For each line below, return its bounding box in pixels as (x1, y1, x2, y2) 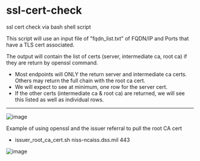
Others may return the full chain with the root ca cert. (14, 77, 146, 84)
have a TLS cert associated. (6, 41, 74, 48)
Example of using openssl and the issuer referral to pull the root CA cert (6, 125, 183, 132)
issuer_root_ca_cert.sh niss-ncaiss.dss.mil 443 (14, 136, 130, 143)
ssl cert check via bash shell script (6, 23, 91, 30)
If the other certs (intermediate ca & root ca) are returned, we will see (14, 89, 185, 97)
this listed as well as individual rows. (14, 96, 104, 103)
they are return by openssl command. (6, 59, 98, 66)
